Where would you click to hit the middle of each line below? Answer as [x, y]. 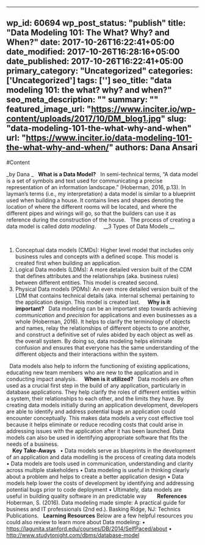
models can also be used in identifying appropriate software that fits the [97, 437]
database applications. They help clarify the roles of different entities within [101, 392]
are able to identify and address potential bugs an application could [91, 412]
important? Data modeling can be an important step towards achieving [106, 308]
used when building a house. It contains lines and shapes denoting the [95, 200]
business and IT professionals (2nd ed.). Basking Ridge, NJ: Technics [94, 509]
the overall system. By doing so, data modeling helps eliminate [94, 341]
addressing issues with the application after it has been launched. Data [95, 431]
